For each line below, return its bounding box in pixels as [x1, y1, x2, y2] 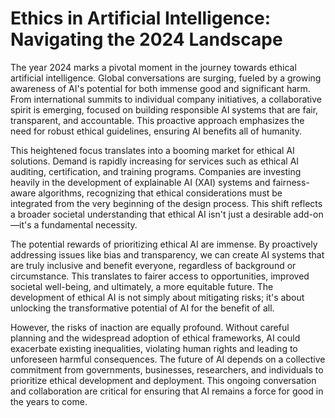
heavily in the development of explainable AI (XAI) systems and [10, 176, 271, 188]
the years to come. [10, 395, 88, 407]
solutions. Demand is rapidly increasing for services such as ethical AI [10, 155, 300, 167]
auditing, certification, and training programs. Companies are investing [10, 165, 302, 177]
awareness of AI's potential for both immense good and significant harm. [10, 82, 311, 94]
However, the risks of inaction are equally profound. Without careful [10, 321, 290, 333]
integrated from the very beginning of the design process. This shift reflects [10, 197, 323, 209]
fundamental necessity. [41, 218, 138, 231]
